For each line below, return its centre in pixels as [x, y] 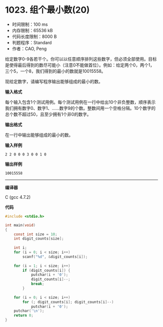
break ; [38, 284]
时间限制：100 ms [30, 24]
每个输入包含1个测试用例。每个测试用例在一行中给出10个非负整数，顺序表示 [81, 102]
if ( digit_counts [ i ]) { [46, 270]
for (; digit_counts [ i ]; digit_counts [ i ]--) [68, 302]
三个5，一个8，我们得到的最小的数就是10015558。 [55, 71]
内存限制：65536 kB [33, 30]
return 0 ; [24, 316]
